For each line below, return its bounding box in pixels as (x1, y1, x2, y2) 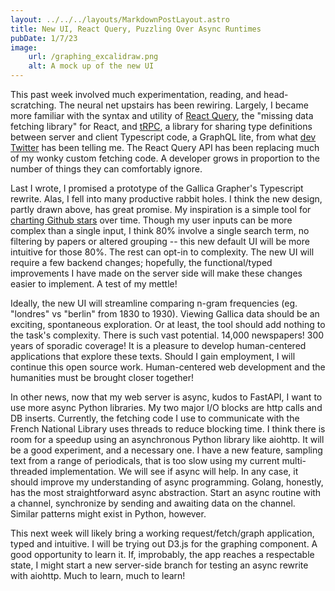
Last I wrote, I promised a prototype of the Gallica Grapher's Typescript (10, 182, 304, 194)
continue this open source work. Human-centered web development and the (10, 361, 326, 373)
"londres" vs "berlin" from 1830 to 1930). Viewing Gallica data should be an (10, 308, 320, 320)
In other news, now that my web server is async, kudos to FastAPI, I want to (10, 391, 323, 403)
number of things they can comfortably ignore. (10, 163, 203, 175)
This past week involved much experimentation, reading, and (10, 89, 262, 100)
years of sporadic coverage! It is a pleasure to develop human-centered (10, 340, 307, 351)
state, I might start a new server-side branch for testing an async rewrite (10, 559, 309, 571)
